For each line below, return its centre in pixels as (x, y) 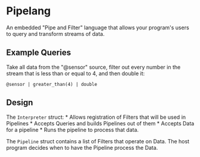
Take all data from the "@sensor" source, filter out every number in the (93, 67)
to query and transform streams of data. (56, 33)
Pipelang (29, 11)
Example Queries (39, 53)
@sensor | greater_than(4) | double (52, 84)
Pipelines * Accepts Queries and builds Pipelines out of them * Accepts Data (100, 123)
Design (20, 103)
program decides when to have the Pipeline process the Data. (82, 147)
